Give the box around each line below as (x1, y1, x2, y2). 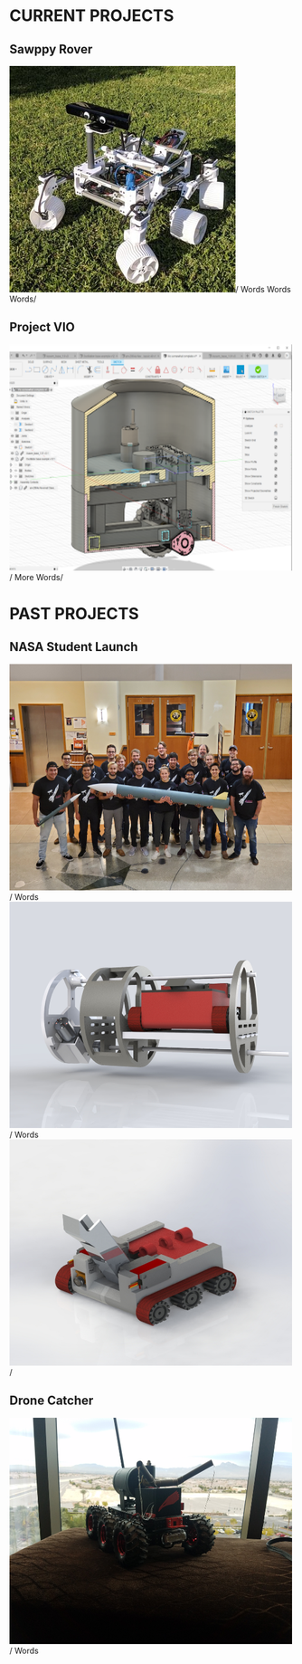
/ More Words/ (9, 571, 63, 582)
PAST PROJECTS (9, 604, 139, 624)
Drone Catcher (9, 1393, 94, 1409)
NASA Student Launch (9, 639, 138, 655)
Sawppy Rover (9, 42, 93, 57)
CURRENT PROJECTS (9, 5, 175, 26)
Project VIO (9, 320, 75, 335)
